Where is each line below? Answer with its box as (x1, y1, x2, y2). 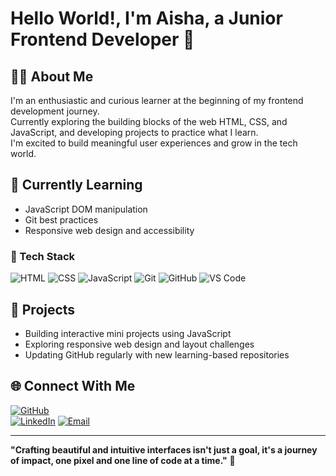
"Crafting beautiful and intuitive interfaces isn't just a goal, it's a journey (10, 443, 318, 456)
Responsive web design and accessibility (24, 224, 195, 236)
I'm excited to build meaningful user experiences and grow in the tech (10, 137, 298, 149)
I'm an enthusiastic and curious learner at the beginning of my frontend (10, 95, 304, 106)
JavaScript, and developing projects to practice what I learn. (10, 127, 259, 138)
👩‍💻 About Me (10, 68, 94, 85)
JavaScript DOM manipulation (24, 203, 148, 215)
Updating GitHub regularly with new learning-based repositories (24, 348, 290, 361)
